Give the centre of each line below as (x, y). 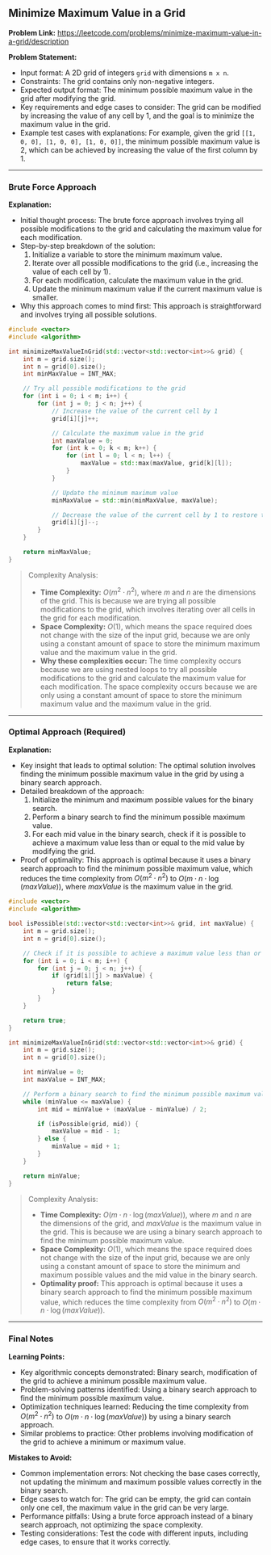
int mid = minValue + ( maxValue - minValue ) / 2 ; (122, 1109)
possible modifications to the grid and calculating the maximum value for (141, 229)
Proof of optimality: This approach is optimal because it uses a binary (135, 859)
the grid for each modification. (91, 618)
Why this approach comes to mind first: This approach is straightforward (141, 306)
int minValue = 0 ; (54, 1072)
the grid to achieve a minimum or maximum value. (103, 1442)
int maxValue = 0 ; (82, 441)
